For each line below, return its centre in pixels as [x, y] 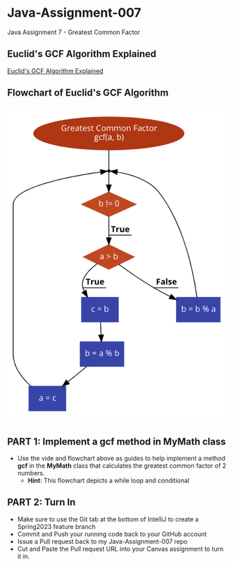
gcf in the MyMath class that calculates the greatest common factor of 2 [122, 466]
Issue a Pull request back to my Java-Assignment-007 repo [102, 541]
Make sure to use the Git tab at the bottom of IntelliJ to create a [108, 519]
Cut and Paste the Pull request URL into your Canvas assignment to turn [120, 549]
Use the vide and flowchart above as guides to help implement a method [121, 458]
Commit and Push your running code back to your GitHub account [112, 534]
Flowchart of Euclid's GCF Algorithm [88, 93]
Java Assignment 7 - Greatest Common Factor [74, 32]
